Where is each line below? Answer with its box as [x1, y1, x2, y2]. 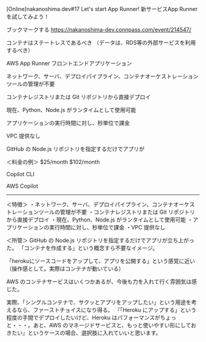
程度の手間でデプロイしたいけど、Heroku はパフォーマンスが [6, 314, 161, 321]
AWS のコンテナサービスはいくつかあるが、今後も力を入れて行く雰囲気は [6, 278, 192, 285]
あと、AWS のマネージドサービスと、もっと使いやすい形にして [32, 322, 191, 329]
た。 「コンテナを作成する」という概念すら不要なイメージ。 [6, 244, 158, 251]
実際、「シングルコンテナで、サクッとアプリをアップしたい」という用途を [6, 299, 192, 306]
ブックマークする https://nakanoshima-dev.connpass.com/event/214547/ [6, 26, 192, 33]
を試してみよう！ [6, 13, 50, 20]
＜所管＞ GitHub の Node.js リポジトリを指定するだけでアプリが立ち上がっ [6, 237, 194, 243]
